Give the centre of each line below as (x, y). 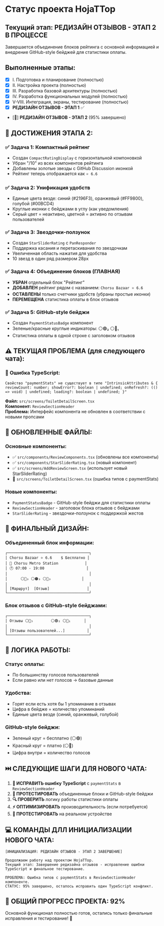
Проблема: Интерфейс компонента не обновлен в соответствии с (75, 411)
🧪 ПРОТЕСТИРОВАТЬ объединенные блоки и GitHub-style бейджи (82, 794)
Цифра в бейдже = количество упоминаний (58, 709)
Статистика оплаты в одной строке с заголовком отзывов (73, 336)
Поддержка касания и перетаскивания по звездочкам (70, 248)
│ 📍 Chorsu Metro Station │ (46, 564)
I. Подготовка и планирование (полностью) (58, 80)
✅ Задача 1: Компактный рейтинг (47, 147)
